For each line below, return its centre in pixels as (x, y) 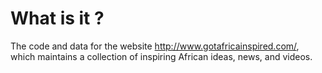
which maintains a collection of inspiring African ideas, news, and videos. (161, 56)
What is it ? (57, 18)
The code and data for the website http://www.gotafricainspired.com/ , (155, 46)
